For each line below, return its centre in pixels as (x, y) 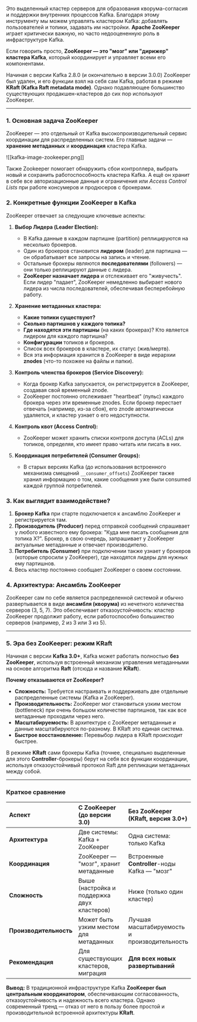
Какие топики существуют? (59, 317)
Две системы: (98, 832)
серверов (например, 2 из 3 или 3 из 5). (56, 623)
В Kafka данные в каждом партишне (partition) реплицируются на (106, 238)
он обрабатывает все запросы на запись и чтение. (87, 257)
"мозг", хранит (99, 863)
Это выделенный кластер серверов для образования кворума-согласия (97, 9)
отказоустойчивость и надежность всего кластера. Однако (81, 1000)
